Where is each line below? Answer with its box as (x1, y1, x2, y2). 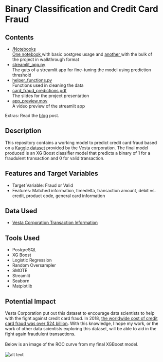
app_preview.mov (12, 98, 48, 103)
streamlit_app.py (12, 62, 46, 67)
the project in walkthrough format (12, 57, 79, 62)
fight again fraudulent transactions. (5, 331, 75, 337)
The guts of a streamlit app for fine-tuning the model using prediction (12, 67, 151, 73)
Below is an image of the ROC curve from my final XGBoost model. (5, 342, 139, 347)
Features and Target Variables (5, 169, 98, 178)
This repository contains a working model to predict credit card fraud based (5, 140, 157, 145)
